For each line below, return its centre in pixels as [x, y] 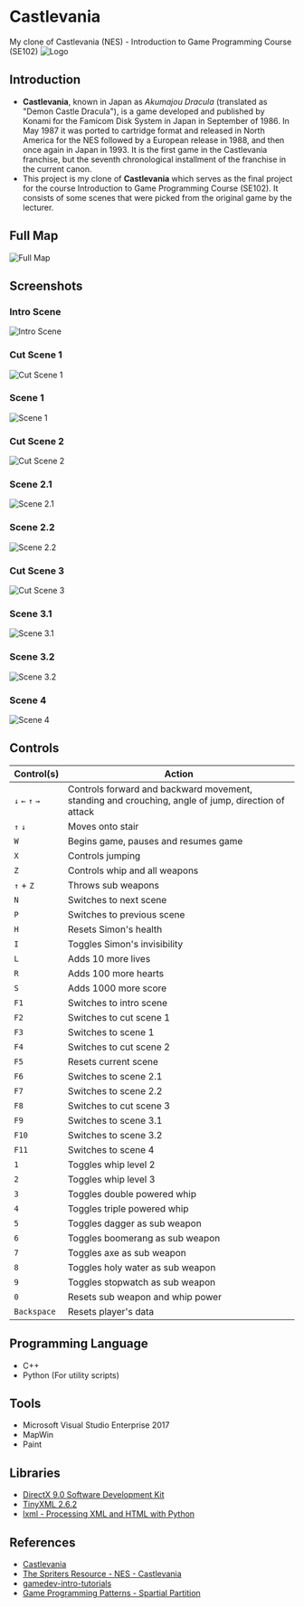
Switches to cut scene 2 [119, 1047]
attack [81, 812]
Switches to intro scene [118, 1003]
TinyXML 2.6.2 [50, 1505]
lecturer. [38, 207]
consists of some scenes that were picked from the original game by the [157, 197]
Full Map [34, 236]
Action [179, 774]
